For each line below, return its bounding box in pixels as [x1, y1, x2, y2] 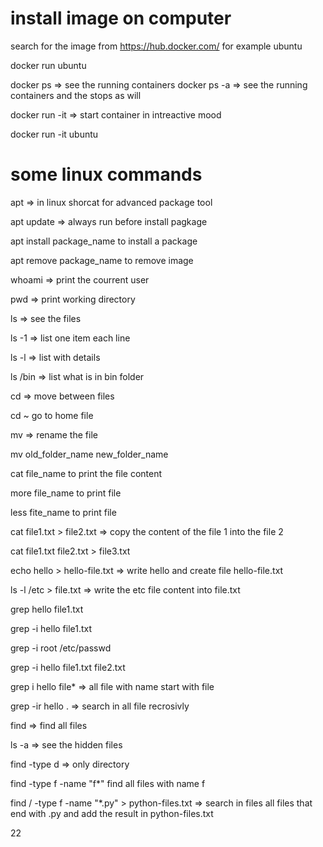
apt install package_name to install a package [10, 235, 198, 247]
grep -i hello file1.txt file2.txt [10, 661, 126, 673]
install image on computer [10, 7, 232, 30]
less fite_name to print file [10, 506, 117, 518]
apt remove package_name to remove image [10, 254, 194, 266]
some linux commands [10, 163, 203, 186]
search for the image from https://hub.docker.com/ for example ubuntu [10, 40, 303, 52]
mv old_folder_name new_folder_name [10, 448, 169, 460]
